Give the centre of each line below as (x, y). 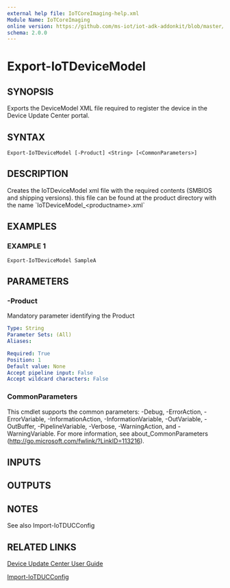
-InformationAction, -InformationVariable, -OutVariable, (125, 419)
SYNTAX (26, 137)
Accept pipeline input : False (50, 373)
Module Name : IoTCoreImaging (49, 20)
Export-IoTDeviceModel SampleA (52, 260)
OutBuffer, (22, 426)
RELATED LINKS (42, 547)
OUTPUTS (29, 485)
